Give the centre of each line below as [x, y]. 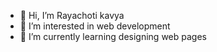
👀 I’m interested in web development [95, 26]
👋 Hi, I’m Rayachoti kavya [72, 15]
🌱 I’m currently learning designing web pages [113, 36]
